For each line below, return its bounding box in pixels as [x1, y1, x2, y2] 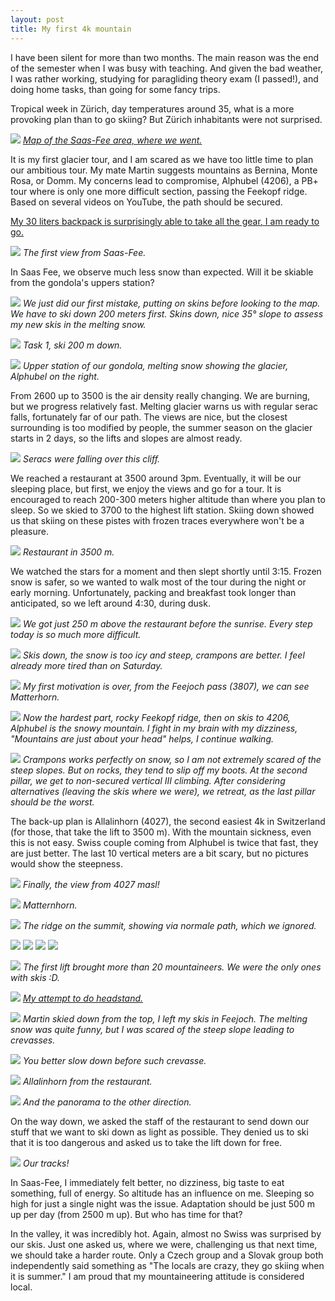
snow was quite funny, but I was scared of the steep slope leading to [10, 1023, 295, 1035]
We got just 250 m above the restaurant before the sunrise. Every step [22, 617, 313, 630]
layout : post [10, 14, 65, 25]
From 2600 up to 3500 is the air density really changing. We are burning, [10, 389, 311, 401]
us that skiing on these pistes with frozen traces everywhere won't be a [10, 514, 305, 526]
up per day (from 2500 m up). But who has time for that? [10, 1208, 243, 1220]
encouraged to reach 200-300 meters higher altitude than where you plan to [10, 493, 326, 505]
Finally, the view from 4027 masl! [22, 878, 160, 890]
